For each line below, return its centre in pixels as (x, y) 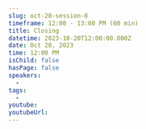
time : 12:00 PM (34, 53)
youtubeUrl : (28, 113)
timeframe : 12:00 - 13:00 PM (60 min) (73, 23)
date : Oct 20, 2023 (41, 46)
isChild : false (34, 61)
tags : (17, 90)
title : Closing (34, 30)
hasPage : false (34, 68)
